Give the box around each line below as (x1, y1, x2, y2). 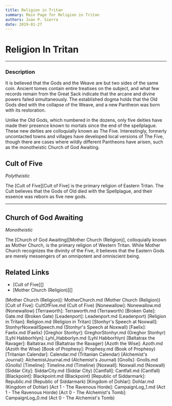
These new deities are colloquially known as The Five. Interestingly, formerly (5, 128, 167, 134)
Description (5, 69, 35, 76)
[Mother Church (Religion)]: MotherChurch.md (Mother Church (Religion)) (5, 296, 161, 303)
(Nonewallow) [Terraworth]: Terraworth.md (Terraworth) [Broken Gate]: (5, 308, 156, 314)
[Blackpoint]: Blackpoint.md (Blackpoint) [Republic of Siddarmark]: (5, 373, 146, 379)
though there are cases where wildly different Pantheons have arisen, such (5, 139, 164, 145)
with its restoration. (5, 107, 46, 113)
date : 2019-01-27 (5, 22, 42, 27)
